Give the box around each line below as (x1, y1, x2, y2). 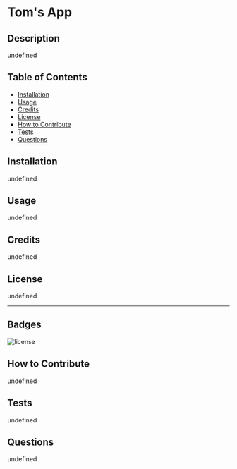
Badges (7, 319, 42, 331)
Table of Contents (7, 71, 88, 83)
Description (7, 32, 60, 44)
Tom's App (7, 4, 73, 20)
